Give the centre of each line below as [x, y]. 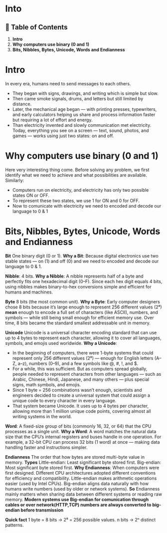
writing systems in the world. [42, 416]
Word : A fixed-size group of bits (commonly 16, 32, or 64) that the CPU [78, 426]
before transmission [42, 510]
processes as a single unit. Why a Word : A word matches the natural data [81, 431]
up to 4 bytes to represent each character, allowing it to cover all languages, [83, 338]
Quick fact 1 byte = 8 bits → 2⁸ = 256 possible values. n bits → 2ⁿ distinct [81, 520]
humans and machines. [29, 292]
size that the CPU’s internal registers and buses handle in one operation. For [83, 437]
